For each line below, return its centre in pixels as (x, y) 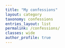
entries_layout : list (28, 24)
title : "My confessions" (31, 10)
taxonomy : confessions (29, 19)
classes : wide (20, 33)
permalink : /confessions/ (32, 28)
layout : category (24, 14)
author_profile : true (28, 38)
